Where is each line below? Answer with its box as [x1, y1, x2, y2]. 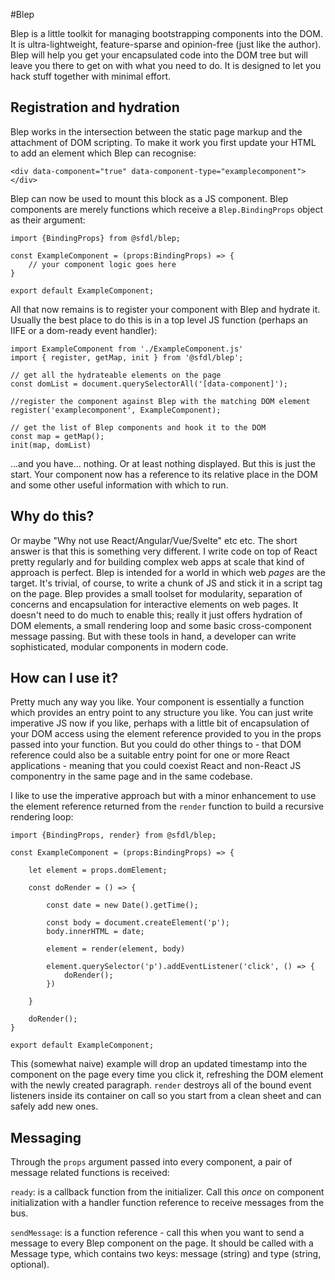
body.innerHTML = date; [46, 927, 145, 937]
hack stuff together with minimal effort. [10, 70, 172, 82]
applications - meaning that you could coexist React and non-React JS [10, 760, 302, 772]
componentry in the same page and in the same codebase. [10, 770, 253, 783]
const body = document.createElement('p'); [46, 918, 230, 928]
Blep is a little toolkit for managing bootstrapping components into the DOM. [10, 28, 324, 39]
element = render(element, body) [46, 944, 186, 954]
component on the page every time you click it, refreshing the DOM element [10, 1069, 324, 1081]
